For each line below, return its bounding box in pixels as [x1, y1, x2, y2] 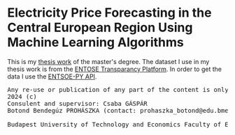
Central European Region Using [7, 19, 193, 35]
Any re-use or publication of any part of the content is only [7, 86, 229, 93]
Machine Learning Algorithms [7, 35, 184, 50]
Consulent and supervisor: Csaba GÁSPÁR [7, 100, 148, 107]
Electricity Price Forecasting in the [7, 5, 212, 21]
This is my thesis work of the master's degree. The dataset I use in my [7, 57, 210, 65]
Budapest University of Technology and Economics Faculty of [7, 120, 222, 128]
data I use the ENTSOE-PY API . [7, 72, 97, 81]
